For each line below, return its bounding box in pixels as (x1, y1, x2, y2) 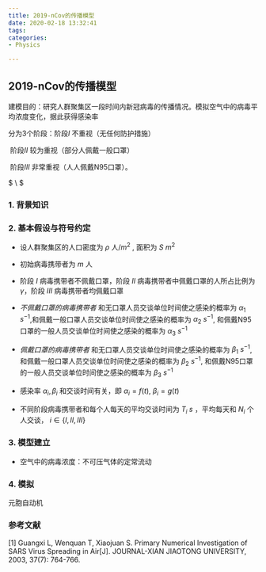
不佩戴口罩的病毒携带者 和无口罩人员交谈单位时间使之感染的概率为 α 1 (19, 303, 246, 314)
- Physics (8, 41, 41, 49)
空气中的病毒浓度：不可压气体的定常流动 (19, 456, 152, 466)
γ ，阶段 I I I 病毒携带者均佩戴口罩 (19, 286, 124, 296)
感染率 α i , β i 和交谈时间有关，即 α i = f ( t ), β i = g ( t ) (19, 386, 180, 397)
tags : (8, 26, 26, 34)
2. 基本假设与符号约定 (8, 223, 91, 234)
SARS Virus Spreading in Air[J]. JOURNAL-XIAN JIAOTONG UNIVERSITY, (8, 547, 247, 556)
